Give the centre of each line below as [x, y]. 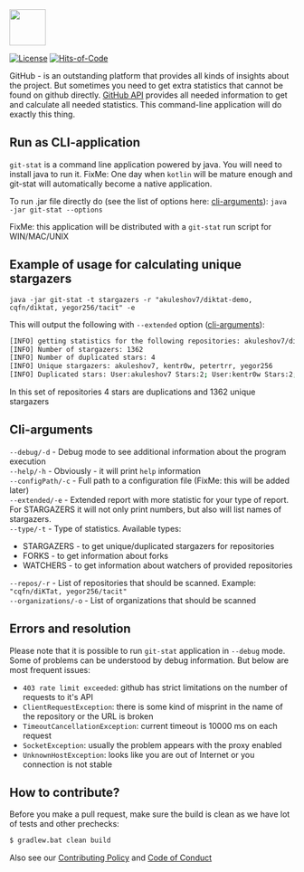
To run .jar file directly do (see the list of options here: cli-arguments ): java [148, 201]
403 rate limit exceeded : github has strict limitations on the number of [155, 687]
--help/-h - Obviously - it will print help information [105, 470]
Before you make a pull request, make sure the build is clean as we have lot [150, 814]
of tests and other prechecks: [64, 824]
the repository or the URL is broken [88, 716]
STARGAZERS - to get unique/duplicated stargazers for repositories [148, 545]
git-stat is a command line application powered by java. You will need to [146, 164]
